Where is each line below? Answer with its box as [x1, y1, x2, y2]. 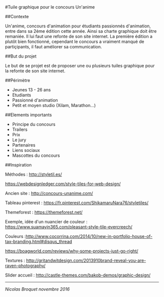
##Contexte [5, 14, 29, 19]
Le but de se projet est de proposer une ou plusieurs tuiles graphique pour [5, 63, 155, 68]
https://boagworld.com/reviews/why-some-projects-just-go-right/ [5, 248, 139, 254]
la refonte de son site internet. [5, 68, 66, 74]
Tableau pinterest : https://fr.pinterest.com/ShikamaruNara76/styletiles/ [5, 200, 149, 206]
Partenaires [12, 142, 36, 148]
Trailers [12, 127, 28, 132]
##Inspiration [5, 162, 32, 168]
